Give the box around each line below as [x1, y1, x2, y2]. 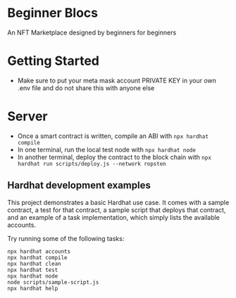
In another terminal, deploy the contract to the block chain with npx [17, 153, 211, 161]
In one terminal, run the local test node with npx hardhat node [17, 145, 196, 154]
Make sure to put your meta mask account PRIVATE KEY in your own [17, 76, 217, 85]
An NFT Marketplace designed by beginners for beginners [7, 28, 177, 37]
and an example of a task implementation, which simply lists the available [7, 213, 221, 221]
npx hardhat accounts [7, 248, 71, 255]
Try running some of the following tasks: [7, 234, 125, 242]
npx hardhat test [7, 266, 58, 273]
